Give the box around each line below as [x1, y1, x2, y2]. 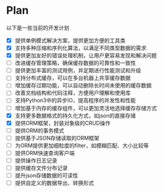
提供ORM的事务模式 [14, 127, 65, 134]
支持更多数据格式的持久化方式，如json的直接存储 [14, 112, 136, 119]
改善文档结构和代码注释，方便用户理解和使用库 [14, 89, 131, 96]
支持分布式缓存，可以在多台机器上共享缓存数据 [14, 74, 131, 81]
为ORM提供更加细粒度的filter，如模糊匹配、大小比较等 [14, 142, 149, 149]
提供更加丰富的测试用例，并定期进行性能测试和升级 [14, 67, 141, 74]
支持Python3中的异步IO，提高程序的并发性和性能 [14, 97, 136, 104]
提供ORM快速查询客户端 [14, 149, 75, 156]
